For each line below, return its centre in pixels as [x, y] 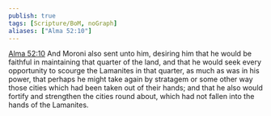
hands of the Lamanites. [49, 105]
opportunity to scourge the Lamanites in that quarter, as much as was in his [134, 71]
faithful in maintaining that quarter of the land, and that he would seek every [135, 62]
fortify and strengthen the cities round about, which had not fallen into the [131, 97]
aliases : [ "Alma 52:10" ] [50, 31]
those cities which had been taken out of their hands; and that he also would [135, 88]
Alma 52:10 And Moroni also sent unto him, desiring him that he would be [130, 54]
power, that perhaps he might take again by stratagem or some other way [131, 79]
